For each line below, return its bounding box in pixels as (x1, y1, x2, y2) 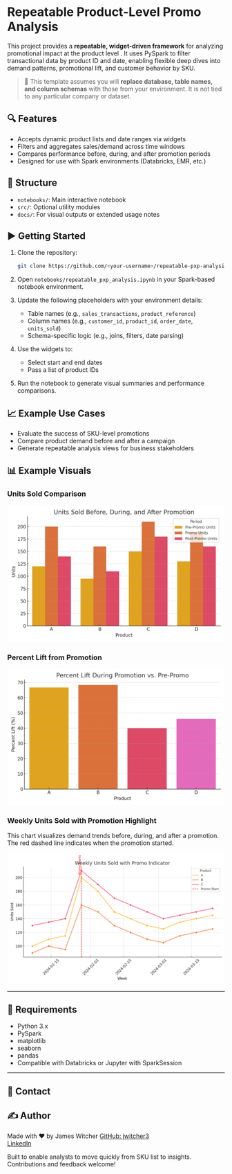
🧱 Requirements (7, 1004, 77, 1015)
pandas (17, 1051, 39, 1060)
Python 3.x (17, 1022, 48, 1031)
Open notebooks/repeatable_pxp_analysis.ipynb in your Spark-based (17, 275, 215, 284)
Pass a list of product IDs (27, 366, 99, 374)
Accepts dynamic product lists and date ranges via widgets (17, 134, 186, 143)
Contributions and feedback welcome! (7, 1159, 116, 1168)
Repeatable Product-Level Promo (7, 4, 202, 20)
